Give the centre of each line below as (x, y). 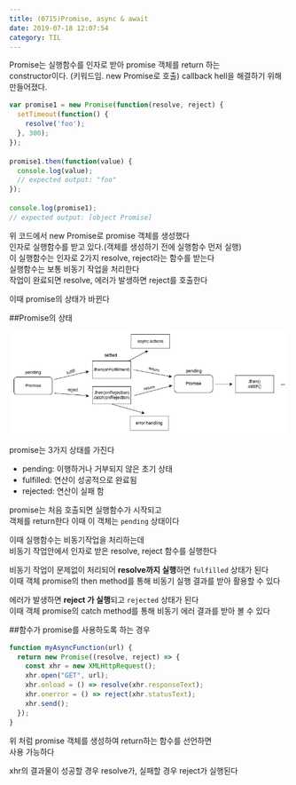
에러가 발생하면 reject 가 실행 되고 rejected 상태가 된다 (104, 599)
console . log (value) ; (55, 170)
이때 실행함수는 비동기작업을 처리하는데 (77, 539)
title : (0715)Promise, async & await (79, 19)
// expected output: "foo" (67, 180)
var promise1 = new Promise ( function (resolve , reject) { (117, 105)
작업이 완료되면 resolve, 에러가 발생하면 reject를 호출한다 (109, 280)
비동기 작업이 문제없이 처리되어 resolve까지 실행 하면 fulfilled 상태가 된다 (139, 569)
